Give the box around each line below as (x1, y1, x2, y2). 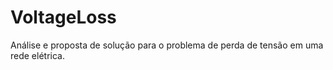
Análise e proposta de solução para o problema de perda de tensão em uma (10, 39, 324, 51)
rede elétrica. (10, 49, 65, 61)
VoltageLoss (10, 6, 117, 29)
